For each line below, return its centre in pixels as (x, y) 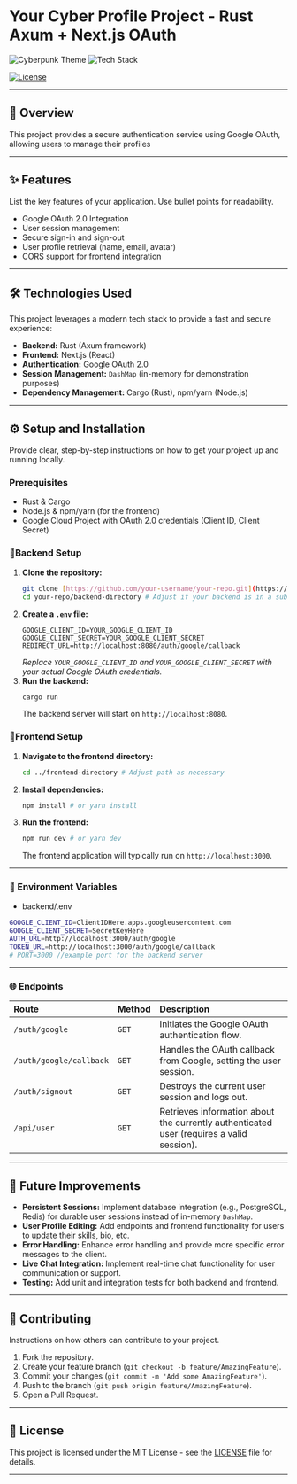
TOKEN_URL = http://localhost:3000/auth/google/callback (112, 947)
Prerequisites (38, 483)
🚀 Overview (42, 113)
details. (23, 1461)
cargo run (40, 697)
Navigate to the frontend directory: (88, 756)
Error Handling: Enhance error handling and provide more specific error (153, 1245)
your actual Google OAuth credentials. (92, 672)
